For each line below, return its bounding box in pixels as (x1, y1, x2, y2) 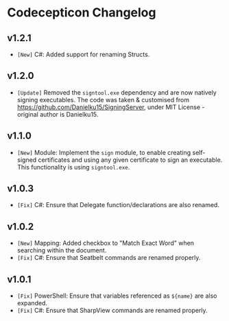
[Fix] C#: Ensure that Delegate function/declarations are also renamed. (16, 201, 219, 209)
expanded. (16, 299, 48, 307)
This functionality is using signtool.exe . (16, 163, 130, 171)
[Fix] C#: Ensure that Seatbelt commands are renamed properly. (16, 254, 201, 262)
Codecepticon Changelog (7, 5, 156, 21)
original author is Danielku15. (16, 110, 99, 118)
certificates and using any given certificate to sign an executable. (38, 156, 223, 164)
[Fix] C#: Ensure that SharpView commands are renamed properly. (16, 307, 208, 315)
